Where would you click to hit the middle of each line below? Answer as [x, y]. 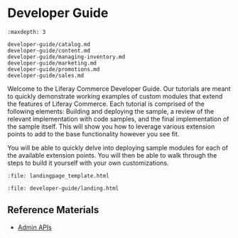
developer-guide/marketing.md [52, 63]
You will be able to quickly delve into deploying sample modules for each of [118, 148]
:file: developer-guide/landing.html [63, 188]
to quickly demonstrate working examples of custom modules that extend [115, 96]
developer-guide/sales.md [45, 75]
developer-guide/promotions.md [54, 69]
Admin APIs [34, 227]
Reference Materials [53, 210]
